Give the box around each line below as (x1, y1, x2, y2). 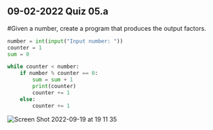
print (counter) (32, 83, 77, 90)
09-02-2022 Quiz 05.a (7, 6, 109, 17)
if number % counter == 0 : (20, 70, 98, 77)
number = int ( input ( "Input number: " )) (7, 38, 124, 45)
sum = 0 (7, 50, 30, 58)
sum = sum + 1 (32, 76, 73, 83)
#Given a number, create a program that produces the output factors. (7, 24, 207, 32)
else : (20, 96, 36, 103)
